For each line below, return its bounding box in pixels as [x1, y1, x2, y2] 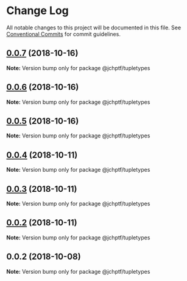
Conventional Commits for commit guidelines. [6, 30, 121, 37]
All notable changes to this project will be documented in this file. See [6, 24, 182, 31]
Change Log [6, 4, 69, 18]
